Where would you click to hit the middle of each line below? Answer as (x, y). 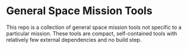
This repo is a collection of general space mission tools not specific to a (94, 27)
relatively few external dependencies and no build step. (74, 40)
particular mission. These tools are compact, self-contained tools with (92, 33)
